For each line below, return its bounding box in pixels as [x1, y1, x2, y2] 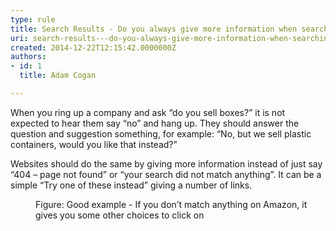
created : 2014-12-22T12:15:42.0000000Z [10, 42, 177, 53]
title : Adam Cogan [19, 71, 97, 81]
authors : [10, 52, 47, 62]
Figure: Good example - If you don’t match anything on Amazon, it [35, 198, 308, 210]
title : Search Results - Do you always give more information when [10, 24, 298, 34]
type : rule [10, 14, 56, 25]
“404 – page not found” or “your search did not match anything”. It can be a [10, 168, 322, 180]
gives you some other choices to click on [35, 209, 205, 221]
